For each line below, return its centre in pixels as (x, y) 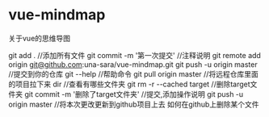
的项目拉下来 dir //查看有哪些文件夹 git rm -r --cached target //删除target (129, 84)
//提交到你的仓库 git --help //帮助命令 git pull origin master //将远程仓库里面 (133, 73)
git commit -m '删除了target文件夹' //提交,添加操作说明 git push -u (134, 94)
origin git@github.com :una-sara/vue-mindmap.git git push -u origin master (133, 64)
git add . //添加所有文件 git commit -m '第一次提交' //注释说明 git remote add (134, 55)
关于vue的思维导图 (40, 38)
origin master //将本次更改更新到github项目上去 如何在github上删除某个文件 (134, 104)
